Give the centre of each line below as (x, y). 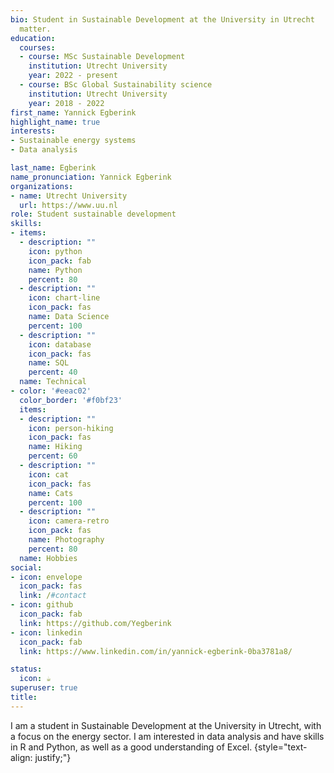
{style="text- (281, 747)
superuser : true (44, 688)
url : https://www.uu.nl (68, 205)
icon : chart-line (64, 298)
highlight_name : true (55, 122)
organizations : (42, 186)
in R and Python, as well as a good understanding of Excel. (131, 747)
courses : (37, 47)
